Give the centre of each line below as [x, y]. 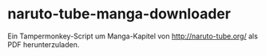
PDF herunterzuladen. [44, 44]
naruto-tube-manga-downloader [119, 14]
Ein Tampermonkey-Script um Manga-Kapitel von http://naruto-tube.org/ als [133, 36]
